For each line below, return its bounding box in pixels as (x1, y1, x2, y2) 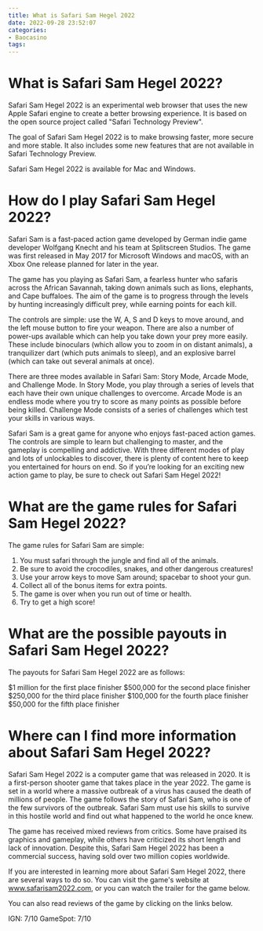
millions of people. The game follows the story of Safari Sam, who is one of (8, 794, 251, 804)
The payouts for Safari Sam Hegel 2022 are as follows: (8, 667, 185, 677)
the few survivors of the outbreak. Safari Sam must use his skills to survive (8, 802, 250, 812)
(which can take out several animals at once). (8, 356, 155, 366)
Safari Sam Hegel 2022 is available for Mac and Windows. (8, 164, 196, 173)
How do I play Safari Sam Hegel (8, 192, 216, 210)
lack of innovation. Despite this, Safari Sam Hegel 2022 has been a (8, 843, 225, 853)
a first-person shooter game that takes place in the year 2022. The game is (8, 778, 251, 787)
